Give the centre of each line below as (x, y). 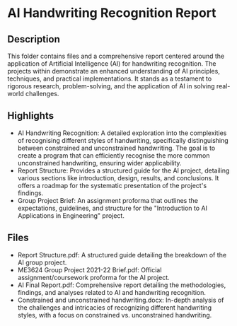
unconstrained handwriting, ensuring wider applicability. (99, 163)
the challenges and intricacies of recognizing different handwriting (115, 307)
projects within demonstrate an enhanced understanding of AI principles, (114, 71)
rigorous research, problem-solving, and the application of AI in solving (111, 86)
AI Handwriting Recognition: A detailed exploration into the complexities (122, 133)
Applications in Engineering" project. (71, 215)
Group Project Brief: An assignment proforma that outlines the (108, 200)
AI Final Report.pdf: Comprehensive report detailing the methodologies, (122, 285)
